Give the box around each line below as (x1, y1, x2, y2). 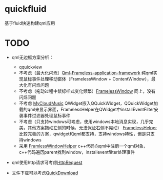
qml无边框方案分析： (11, 54, 54, 60)
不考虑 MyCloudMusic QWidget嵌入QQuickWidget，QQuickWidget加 (19, 100, 158, 106)
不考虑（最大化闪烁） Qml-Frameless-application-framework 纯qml (19, 70, 153, 76)
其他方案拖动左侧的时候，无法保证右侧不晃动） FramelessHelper (27, 124, 157, 130)
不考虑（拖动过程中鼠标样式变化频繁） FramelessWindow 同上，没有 (19, 88, 156, 94)
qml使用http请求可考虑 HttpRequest (11, 160, 82, 165)
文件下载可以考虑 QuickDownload (11, 170, 79, 176)
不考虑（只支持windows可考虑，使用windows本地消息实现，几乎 (19, 119, 149, 124)
